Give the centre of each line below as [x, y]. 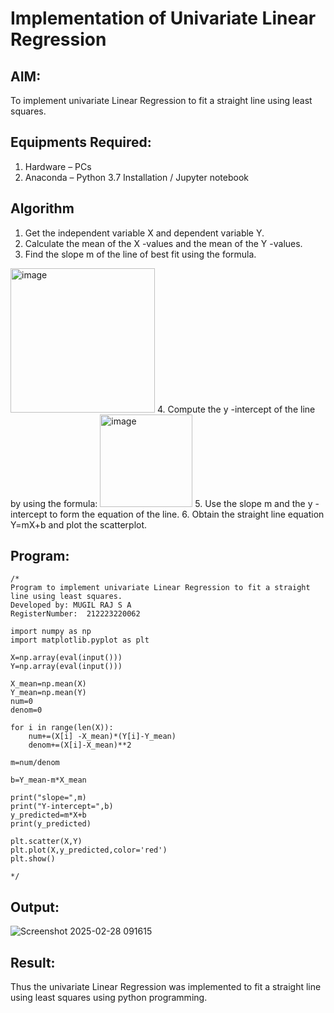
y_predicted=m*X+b [48, 815]
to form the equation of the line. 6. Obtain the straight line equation [187, 514]
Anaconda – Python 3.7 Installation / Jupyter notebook [136, 177]
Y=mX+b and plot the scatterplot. [79, 524]
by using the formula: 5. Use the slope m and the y [161, 503]
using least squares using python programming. [109, 998]
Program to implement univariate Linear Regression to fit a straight [160, 588]
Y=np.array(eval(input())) [66, 667]
